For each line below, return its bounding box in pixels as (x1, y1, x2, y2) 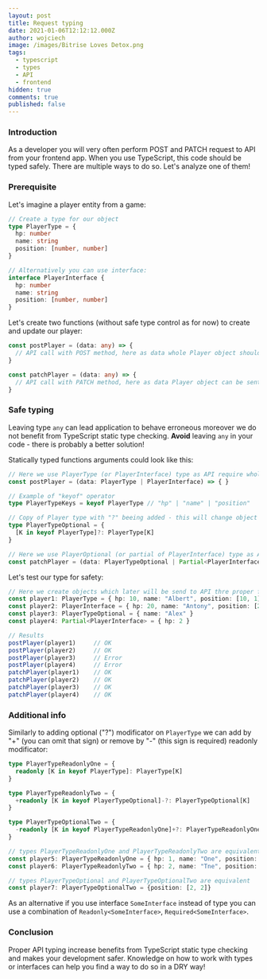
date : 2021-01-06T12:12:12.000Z (8, 26, 115, 34)
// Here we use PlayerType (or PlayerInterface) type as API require (8, 470, 244, 478)
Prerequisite (8, 181, 57, 193)
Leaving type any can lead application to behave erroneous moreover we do (8, 423, 257, 432)
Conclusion (8, 926, 54, 938)
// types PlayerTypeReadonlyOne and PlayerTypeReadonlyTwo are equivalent (8, 847, 261, 856)
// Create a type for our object (8, 215, 119, 223)
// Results (8, 631, 44, 639)
